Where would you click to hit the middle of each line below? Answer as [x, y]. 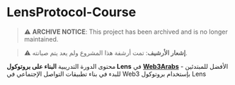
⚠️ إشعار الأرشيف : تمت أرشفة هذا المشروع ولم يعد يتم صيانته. [106, 53]
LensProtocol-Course [71, 12]
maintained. [41, 39]
